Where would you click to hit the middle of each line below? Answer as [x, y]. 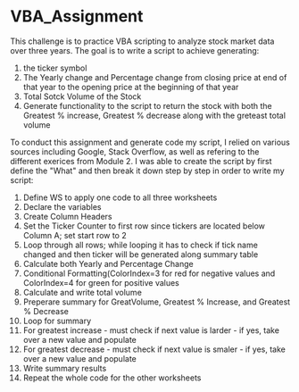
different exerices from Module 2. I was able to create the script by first [141, 161]
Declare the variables [62, 206]
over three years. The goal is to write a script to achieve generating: [135, 50]
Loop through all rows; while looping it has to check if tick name [140, 245]
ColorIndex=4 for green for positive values [101, 282]
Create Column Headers [67, 216]
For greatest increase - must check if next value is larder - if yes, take [151, 330]
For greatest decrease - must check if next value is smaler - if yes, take [154, 349]
